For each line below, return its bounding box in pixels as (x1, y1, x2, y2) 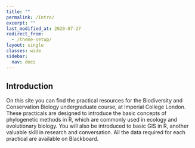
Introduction (6, 81, 54, 91)
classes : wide (6, 48, 42, 54)
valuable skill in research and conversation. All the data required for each (6, 129, 186, 136)
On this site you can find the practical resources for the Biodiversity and (6, 97, 183, 104)
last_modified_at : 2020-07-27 (6, 25, 82, 32)
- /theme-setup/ (11, 37, 52, 43)
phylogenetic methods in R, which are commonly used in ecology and (6, 116, 178, 123)
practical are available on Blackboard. (6, 135, 99, 143)
